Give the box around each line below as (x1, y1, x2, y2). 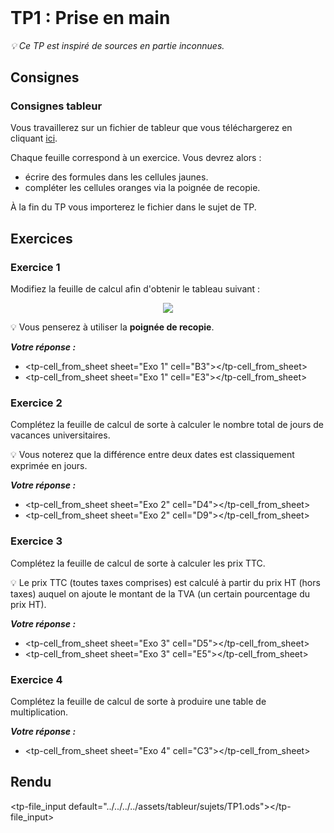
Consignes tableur (10, 99, 103, 113)
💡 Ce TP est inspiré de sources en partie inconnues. (10, 39, 225, 51)
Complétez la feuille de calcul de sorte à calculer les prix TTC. (10, 557, 266, 569)
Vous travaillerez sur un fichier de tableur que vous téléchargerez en (10, 122, 293, 134)
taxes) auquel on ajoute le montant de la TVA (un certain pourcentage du (10, 587, 311, 600)
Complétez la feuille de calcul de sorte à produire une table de (10, 696, 267, 708)
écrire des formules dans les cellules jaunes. (24, 171, 209, 183)
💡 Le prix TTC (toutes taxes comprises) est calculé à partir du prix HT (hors (10, 576, 321, 588)
